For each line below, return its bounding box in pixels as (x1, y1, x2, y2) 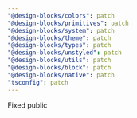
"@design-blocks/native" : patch (7, 71, 115, 79)
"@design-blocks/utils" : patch (7, 57, 112, 65)
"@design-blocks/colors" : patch (7, 11, 115, 20)
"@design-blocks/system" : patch (7, 26, 115, 34)
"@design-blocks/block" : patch (7, 64, 112, 72)
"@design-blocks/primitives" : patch (7, 19, 129, 27)
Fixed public (7, 100, 48, 110)
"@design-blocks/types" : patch (7, 41, 112, 49)
